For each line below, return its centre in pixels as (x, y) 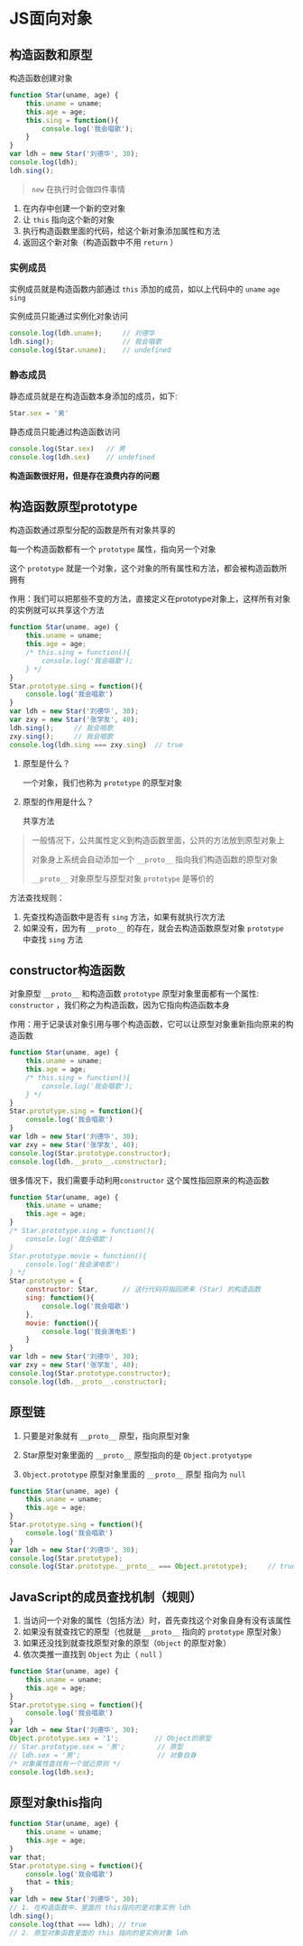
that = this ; (50, 1883)
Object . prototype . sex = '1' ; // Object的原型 (110, 1738)
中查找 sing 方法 (53, 939)
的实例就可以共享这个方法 (57, 610)
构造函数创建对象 (41, 78)
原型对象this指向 (56, 1802)
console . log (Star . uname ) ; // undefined (90, 350)
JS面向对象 (51, 19)
